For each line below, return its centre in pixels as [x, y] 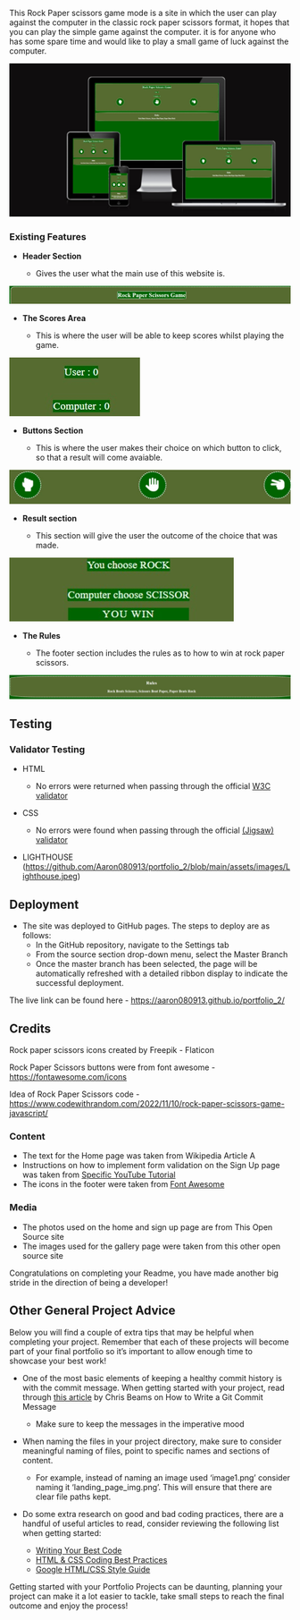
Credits [30, 1028]
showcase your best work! [58, 1361]
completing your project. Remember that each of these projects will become [149, 1342]
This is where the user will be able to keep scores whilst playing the [159, 335]
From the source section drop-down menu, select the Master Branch [162, 954]
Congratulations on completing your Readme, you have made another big [144, 1273]
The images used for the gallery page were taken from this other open [151, 1246]
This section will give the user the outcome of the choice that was [157, 535]
